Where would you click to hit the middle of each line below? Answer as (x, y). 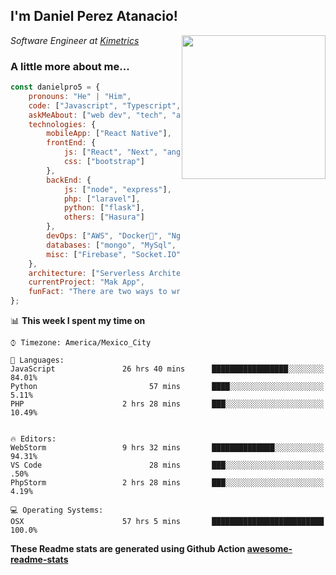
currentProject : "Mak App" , (86, 282)
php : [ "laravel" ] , (102, 199)
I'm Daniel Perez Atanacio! (94, 16)
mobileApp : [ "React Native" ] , (109, 134)
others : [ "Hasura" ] (104, 217)
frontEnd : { (71, 143)
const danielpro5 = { (55, 87)
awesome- (269, 549)
